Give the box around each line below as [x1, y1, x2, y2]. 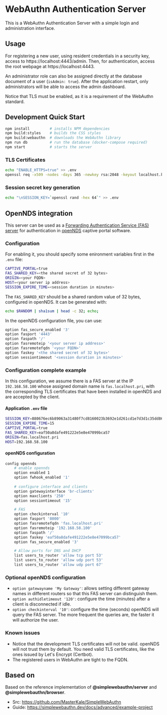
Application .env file [5, 405, 48, 411]
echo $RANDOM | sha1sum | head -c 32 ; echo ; [5, 308, 99, 314]
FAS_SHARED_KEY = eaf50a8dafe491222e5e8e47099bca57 [5, 430, 110, 435]
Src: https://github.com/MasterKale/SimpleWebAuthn [12, 699, 122, 705]
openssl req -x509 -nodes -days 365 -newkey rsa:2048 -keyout [5, 173, 137, 178]
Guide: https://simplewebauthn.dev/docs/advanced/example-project [12, 705, 153, 711]
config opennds [5, 461, 37, 466]
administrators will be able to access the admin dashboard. [5, 84, 126, 89]
